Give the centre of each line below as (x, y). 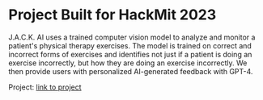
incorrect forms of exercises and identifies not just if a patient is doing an (130, 54)
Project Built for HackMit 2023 (112, 15)
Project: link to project (45, 87)
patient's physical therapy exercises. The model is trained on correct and (130, 45)
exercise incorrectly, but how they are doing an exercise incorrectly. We (128, 63)
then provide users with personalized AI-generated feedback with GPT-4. (131, 71)
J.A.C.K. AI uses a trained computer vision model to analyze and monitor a (132, 37)
